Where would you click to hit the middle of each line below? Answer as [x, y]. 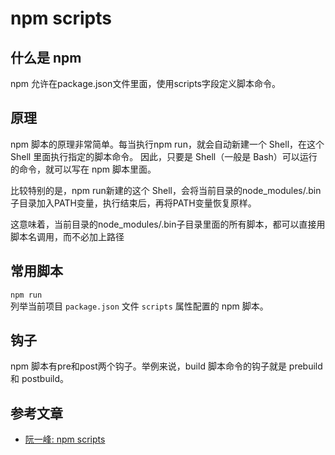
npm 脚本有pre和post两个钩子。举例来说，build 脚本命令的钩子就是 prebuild [166, 366]
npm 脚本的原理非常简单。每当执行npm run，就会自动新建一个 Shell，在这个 [167, 144]
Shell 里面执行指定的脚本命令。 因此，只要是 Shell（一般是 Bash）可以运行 [164, 156]
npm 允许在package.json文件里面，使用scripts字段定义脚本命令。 [145, 83]
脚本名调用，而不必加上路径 [67, 236]
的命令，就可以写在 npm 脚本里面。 [83, 169]
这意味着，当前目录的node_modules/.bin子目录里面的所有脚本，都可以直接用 [168, 224]
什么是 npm [46, 57]
